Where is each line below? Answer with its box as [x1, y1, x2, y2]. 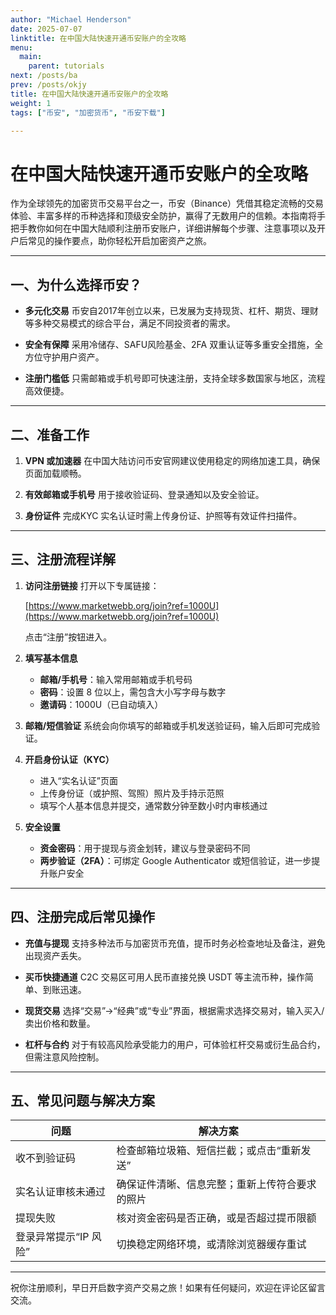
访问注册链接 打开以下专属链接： [24, 579, 160, 591]
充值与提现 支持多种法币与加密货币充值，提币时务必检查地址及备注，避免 [24, 937, 326, 949]
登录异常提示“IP [15, 1230, 90, 1244]
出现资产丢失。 [24, 949, 87, 961]
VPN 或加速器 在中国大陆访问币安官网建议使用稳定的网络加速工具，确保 [24, 454, 321, 466]
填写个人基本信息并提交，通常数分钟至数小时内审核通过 [39, 799, 268, 811]
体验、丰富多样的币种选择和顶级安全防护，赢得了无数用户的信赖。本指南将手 [10, 210, 326, 222]
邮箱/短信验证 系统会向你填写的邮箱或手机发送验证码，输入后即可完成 [24, 719, 312, 731]
